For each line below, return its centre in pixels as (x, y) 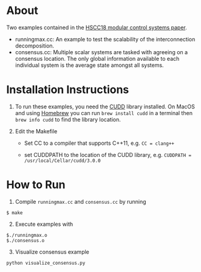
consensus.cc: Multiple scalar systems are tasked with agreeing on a (101, 52)
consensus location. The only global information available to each (97, 58)
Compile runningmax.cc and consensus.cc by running (81, 201)
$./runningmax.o (27, 235)
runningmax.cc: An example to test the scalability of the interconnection (105, 39)
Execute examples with (44, 224)
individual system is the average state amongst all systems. (89, 65)
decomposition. (35, 46)
